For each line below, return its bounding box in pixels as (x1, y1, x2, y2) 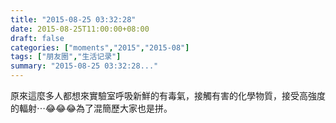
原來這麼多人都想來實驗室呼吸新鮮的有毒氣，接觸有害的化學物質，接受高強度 (10, 90, 326, 101)
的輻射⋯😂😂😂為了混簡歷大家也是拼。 (10, 102, 173, 114)
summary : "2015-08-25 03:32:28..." (10, 61, 159, 71)
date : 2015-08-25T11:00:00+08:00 (10, 24, 150, 34)
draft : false (10, 33, 65, 43)
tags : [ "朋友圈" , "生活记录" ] (10, 52, 122, 62)
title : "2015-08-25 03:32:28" (10, 14, 137, 25)
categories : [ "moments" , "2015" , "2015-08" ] (10, 42, 190, 53)
